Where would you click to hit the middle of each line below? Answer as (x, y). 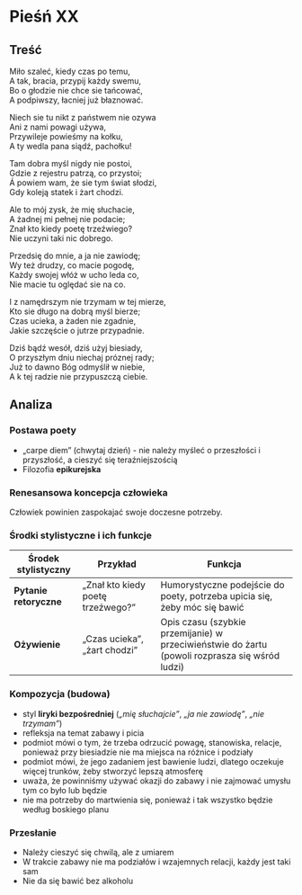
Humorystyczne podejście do (222, 585)
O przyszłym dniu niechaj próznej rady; (82, 358)
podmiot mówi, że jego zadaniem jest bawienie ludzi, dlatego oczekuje (153, 761)
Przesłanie (33, 832)
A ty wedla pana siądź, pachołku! (71, 146)
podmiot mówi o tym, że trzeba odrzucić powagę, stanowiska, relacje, (152, 742)
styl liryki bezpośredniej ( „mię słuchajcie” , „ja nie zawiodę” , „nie (143, 713)
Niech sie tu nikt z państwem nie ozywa (83, 117)
